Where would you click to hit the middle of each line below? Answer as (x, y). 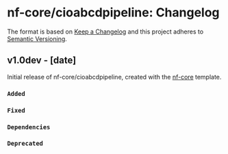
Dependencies (29, 127)
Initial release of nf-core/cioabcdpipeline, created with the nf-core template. (114, 77)
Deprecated (25, 144)
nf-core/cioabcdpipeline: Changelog (114, 13)
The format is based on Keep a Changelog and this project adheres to (105, 31)
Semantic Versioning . (37, 38)
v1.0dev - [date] (42, 61)
